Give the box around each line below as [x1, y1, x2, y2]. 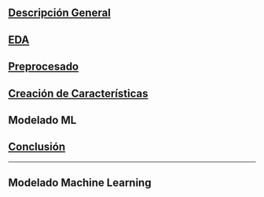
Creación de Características [8, 87, 148, 100]
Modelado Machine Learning [8, 177, 152, 190]
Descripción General [8, 6, 112, 20]
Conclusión [8, 140, 66, 154]
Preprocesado [8, 60, 79, 73]
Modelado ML [8, 113, 77, 127]
